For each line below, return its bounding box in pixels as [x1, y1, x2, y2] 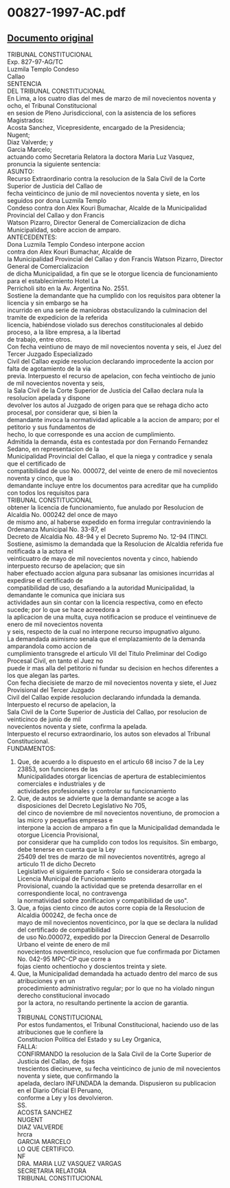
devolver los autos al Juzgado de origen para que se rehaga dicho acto [7, 401, 209, 409]
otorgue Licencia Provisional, [16, 830, 100, 839]
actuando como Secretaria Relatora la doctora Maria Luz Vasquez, [7, 153, 195, 161]
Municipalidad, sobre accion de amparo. [7, 225, 122, 234]
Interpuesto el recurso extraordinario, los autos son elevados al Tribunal [7, 730, 211, 738]
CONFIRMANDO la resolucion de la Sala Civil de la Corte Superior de [16, 1050, 211, 1058]
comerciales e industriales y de [16, 780, 106, 788]
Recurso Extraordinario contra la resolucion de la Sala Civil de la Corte [7, 175, 206, 183]
